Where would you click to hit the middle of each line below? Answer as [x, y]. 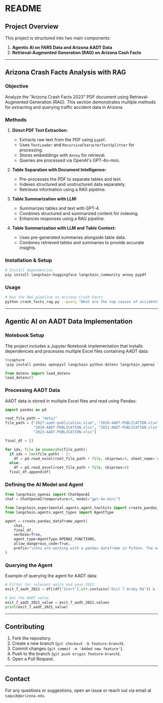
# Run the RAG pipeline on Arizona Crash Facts [54, 297]
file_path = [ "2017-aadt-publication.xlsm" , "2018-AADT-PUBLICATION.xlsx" [82, 423]
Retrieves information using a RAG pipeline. [63, 189]
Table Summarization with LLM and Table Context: [64, 228]
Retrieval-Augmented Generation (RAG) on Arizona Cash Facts [77, 52]
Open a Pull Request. [33, 659]
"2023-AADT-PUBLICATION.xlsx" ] [65, 432]
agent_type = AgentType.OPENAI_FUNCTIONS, [55, 539]
